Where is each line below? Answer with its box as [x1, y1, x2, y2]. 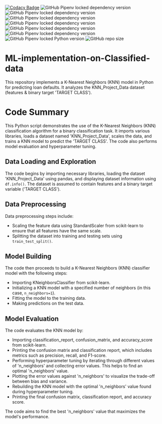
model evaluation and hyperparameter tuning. [5, 143, 97, 149]
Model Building [5, 252, 52, 260]
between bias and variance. [12, 378, 68, 385]
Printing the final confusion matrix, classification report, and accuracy [12, 394, 152, 400]
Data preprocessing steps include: [5, 213, 74, 219]
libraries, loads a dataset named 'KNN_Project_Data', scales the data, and [5, 133, 152, 139]
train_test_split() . [12, 238, 53, 244]
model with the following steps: [5, 270, 68, 276]
